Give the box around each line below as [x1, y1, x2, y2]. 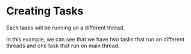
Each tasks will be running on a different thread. [6, 24, 125, 31]
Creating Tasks [6, 4, 84, 18]
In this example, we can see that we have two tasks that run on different [6, 35, 185, 43]
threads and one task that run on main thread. [6, 42, 120, 49]
